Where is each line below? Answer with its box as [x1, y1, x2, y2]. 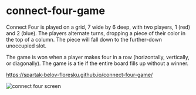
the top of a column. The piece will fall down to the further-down [6, 36, 163, 43]
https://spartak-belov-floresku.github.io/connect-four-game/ [6, 71, 153, 78]
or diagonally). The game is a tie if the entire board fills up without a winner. [6, 60, 189, 67]
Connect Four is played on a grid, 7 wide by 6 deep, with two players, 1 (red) [6, 23, 191, 30]
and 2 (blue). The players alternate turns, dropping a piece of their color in [6, 29, 186, 36]
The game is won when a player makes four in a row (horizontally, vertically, [6, 53, 190, 60]
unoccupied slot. [6, 42, 47, 49]
